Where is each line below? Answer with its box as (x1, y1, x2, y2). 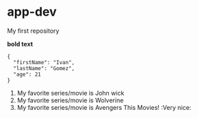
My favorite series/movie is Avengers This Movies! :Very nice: (16, 103, 192, 111)
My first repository (7, 27, 60, 35)
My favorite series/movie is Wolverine (16, 96, 124, 104)
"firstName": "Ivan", (13, 59, 75, 65)
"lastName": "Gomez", (13, 65, 75, 72)
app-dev (7, 4, 57, 20)
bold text (7, 40, 33, 48)
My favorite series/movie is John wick (16, 89, 125, 97)
